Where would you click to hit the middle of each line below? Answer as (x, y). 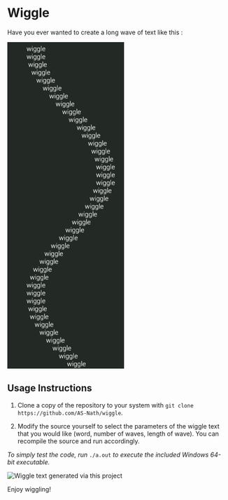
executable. (33, 462)
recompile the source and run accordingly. (78, 441)
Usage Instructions (50, 388)
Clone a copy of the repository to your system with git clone (105, 405)
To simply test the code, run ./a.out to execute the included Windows (108, 454)
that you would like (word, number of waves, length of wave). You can (118, 433)
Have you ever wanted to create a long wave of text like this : (95, 32)
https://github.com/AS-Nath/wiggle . (70, 412)
